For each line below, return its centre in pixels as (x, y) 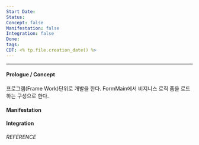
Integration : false (30, 34)
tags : (13, 45)
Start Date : (21, 12)
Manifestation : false (33, 28)
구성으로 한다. (33, 96)
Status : (16, 17)
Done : (13, 39)
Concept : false (25, 22)
